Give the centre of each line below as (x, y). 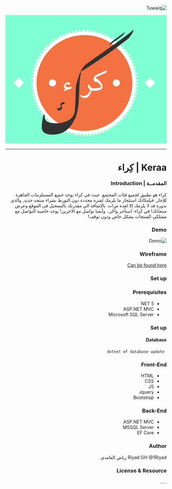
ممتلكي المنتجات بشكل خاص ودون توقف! (127, 216)
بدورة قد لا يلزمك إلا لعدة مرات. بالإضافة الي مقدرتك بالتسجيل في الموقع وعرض (91, 206)
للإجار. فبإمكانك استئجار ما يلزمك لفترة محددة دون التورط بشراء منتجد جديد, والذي (89, 200)
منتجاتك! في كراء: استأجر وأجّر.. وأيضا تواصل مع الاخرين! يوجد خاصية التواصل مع (91, 211)
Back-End (154, 411)
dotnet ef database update (136, 352)
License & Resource (142, 471)
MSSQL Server (138, 427)
